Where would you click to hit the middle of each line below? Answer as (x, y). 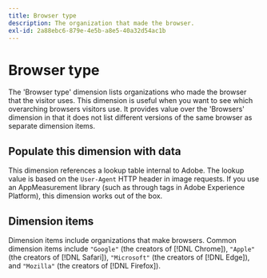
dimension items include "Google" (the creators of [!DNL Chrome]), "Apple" (132, 248)
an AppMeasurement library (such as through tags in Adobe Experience (127, 188)
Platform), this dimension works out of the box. (86, 196)
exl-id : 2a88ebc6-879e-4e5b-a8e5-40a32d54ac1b (87, 30)
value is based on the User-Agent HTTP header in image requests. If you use (134, 179)
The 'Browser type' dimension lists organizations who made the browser (128, 92)
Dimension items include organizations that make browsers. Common (123, 240)
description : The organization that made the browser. (102, 23)
